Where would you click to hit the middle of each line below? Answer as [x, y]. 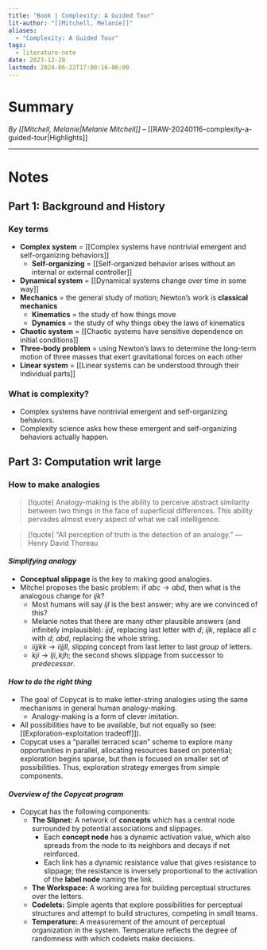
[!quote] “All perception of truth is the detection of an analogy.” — [135, 534]
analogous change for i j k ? [62, 595]
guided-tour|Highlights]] [48, 137]
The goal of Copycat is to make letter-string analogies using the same [134, 699]
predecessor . [53, 663]
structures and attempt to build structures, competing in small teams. [145, 913]
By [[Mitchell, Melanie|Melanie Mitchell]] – [77, 129]
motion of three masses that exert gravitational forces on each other [132, 356]
